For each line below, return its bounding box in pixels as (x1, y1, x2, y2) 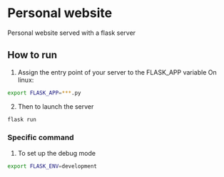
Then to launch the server (17, 102, 94, 111)
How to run (7, 49, 58, 61)
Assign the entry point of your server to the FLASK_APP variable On (17, 68, 218, 76)
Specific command (7, 133, 74, 143)
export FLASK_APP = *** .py (7, 89, 81, 97)
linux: (17, 75, 34, 84)
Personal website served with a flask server (7, 28, 136, 37)
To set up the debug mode (17, 149, 96, 157)
